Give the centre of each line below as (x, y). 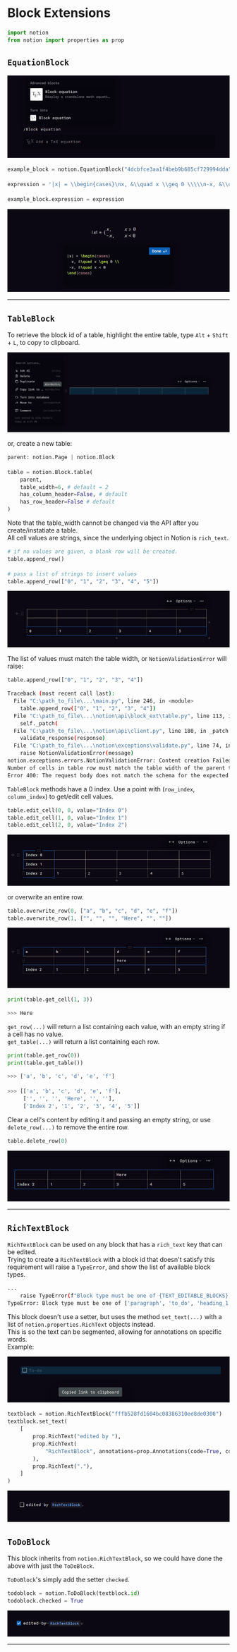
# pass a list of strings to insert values (72, 574)
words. (17, 1339)
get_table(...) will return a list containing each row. (84, 1041)
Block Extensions (59, 13)
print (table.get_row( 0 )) (44, 1055)
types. (17, 1275)
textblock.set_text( (38, 1422)
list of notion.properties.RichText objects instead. (81, 1324)
